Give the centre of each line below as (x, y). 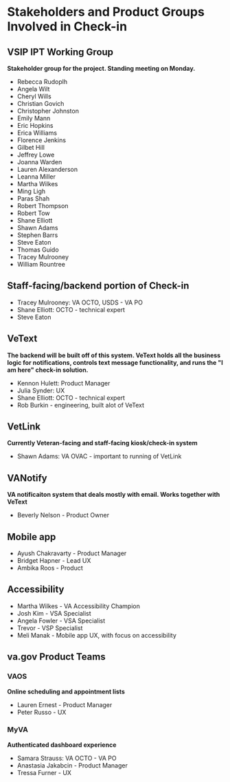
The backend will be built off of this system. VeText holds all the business (114, 355)
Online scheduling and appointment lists (66, 691)
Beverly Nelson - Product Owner (63, 515)
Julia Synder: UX (41, 390)
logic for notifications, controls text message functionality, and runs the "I (115, 362)
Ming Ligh (31, 191)
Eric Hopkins (35, 125)
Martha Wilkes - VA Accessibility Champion (79, 606)
